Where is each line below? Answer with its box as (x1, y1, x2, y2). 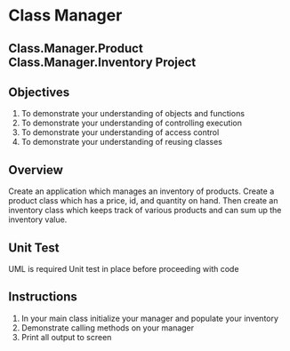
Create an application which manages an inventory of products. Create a (8, 186, 275, 196)
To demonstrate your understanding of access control (20, 127, 220, 138)
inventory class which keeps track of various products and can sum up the (8, 205, 282, 216)
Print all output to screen (20, 331, 112, 342)
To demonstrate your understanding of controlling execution (20, 117, 242, 129)
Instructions (8, 290, 77, 305)
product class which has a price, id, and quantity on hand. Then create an (8, 195, 278, 206)
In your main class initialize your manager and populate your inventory (20, 313, 279, 323)
